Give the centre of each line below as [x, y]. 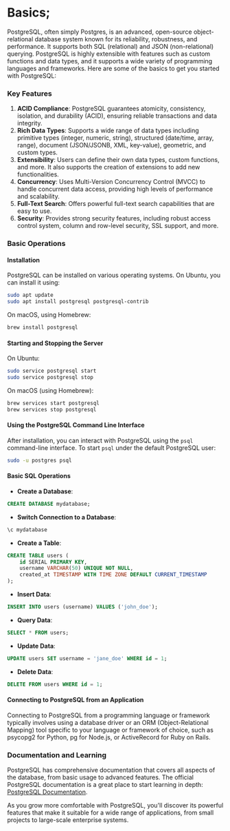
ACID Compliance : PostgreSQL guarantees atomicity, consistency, [111, 109]
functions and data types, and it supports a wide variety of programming [110, 61]
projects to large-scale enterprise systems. [68, 820]
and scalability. [38, 196]
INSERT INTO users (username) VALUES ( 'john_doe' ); [82, 607]
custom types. [37, 152]
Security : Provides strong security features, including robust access [114, 218]
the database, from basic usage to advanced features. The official [101, 777]
